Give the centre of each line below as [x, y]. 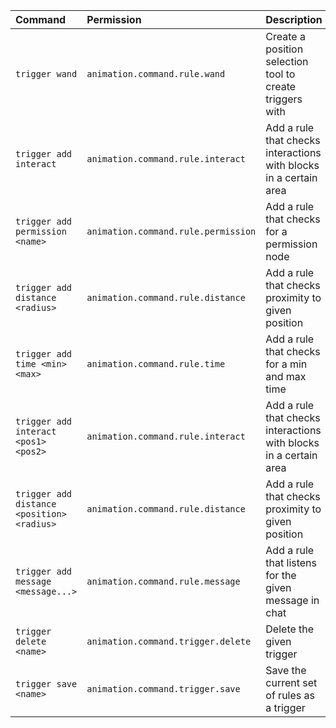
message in [292, 600]
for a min [286, 364]
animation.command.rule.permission [171, 231]
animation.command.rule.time [156, 364]
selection [287, 61]
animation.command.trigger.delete [169, 641]
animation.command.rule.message [163, 581]
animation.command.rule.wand [156, 74]
